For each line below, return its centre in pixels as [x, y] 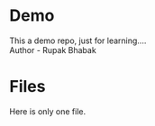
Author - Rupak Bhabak [53, 49]
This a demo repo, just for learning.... [78, 40]
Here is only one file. [48, 111]
